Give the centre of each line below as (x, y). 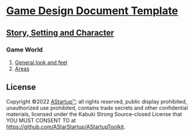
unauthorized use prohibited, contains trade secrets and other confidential (97, 108)
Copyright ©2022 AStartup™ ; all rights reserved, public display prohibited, (96, 101)
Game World (25, 50)
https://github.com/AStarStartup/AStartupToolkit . (66, 127)
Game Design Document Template (92, 11)
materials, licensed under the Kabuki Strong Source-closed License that (94, 114)
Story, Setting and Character (60, 33)
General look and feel (41, 62)
